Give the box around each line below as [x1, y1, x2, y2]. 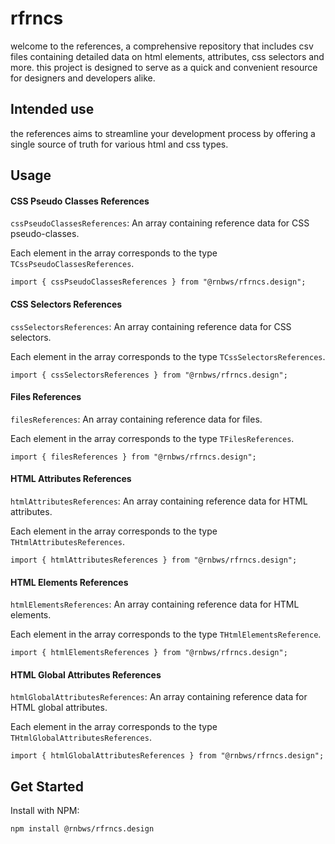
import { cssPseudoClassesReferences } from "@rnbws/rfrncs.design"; [10, 277, 307, 287]
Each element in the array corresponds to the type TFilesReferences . [10, 432, 295, 444]
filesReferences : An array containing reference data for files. [10, 413, 263, 425]
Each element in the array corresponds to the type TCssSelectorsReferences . [10, 350, 326, 362]
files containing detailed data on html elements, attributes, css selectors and [10, 50, 325, 62]
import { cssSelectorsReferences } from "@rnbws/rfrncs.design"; [10, 370, 288, 380]
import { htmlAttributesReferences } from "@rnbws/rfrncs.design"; [10, 555, 298, 565]
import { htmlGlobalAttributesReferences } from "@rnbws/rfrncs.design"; [10, 751, 325, 761]
